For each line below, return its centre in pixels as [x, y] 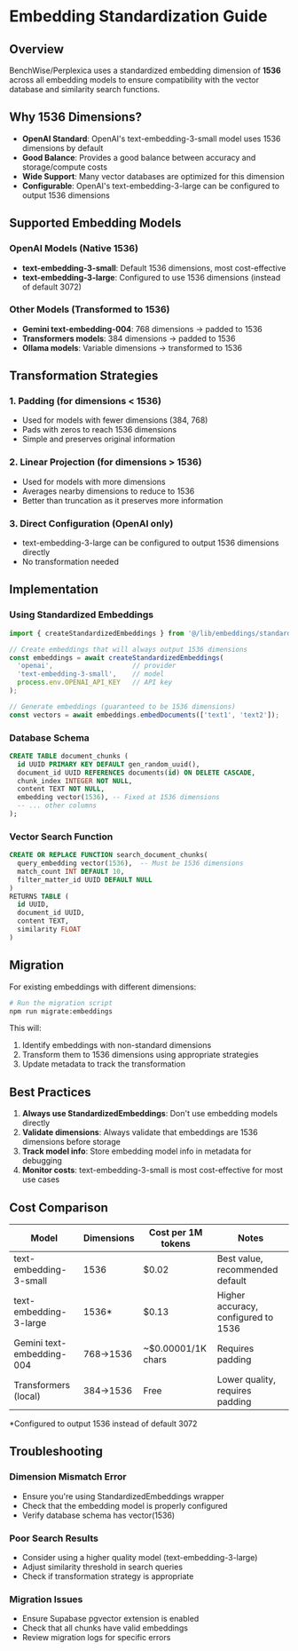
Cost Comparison [59, 1207]
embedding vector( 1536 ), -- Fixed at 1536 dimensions [118, 798]
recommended [247, 1270]
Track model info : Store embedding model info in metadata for [137, 1151]
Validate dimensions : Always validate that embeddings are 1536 [140, 1132]
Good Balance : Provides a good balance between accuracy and [139, 157]
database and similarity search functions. [85, 89]
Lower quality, [247, 1380]
